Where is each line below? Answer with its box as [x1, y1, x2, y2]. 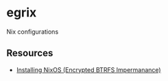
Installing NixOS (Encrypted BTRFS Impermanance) [16, 65, 162, 73]
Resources [6, 47, 53, 59]
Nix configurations [6, 27, 59, 36]
